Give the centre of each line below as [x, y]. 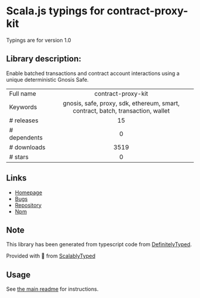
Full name [23, 94]
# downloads [27, 147]
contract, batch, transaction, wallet [121, 110]
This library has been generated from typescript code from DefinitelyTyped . [99, 244]
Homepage [29, 193]
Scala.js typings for [55, 11]
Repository [28, 205]
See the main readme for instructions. [52, 289]
